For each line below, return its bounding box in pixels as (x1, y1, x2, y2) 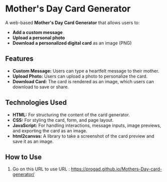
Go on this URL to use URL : (12, 166, 70, 172)
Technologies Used (5, 98, 67, 107)
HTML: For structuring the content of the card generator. (12, 111, 130, 118)
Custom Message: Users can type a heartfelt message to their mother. (12, 68, 159, 74)
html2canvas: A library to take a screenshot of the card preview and (12, 133, 154, 139)
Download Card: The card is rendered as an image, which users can (12, 78, 154, 84)
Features (5, 55, 34, 63)
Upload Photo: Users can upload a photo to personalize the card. (12, 73, 148, 79)
